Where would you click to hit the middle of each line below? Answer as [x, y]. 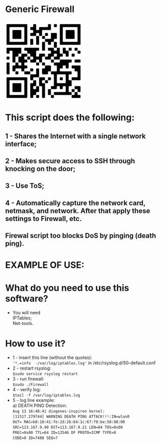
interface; [21, 144]
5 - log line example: [34, 400]
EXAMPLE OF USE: [45, 265]
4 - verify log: [27, 390]
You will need [26, 313]
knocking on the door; [40, 169]
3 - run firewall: [28, 379]
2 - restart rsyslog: [32, 368]
